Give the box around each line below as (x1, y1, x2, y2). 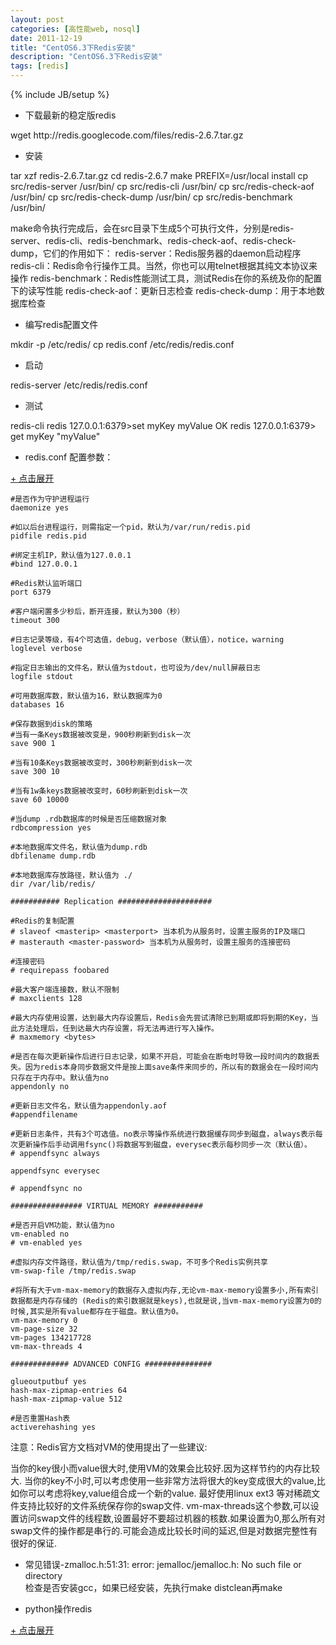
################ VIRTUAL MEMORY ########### (10, 1201, 203, 1211)
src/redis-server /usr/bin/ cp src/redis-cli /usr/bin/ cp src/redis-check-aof (10, 181, 315, 192)
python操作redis (24, 1603, 93, 1615)
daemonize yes (10, 503, 70, 513)
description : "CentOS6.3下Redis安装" (10, 52, 163, 62)
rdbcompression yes (10, 823, 92, 833)
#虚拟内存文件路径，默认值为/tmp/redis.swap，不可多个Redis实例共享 (10, 1257, 268, 1267)
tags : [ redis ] (10, 61, 70, 71)
